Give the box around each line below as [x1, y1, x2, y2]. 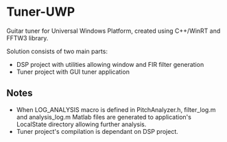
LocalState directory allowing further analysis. [16, 120, 147, 128]
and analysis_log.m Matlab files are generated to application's [16, 113, 191, 121]
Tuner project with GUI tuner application [16, 68, 130, 76]
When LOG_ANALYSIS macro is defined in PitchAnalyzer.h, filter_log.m [16, 105, 216, 113]
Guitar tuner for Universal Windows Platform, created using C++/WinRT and [6, 27, 221, 35]
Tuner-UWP [6, 4, 75, 20]
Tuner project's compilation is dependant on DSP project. [16, 127, 179, 135]
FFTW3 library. [6, 33, 49, 42]
